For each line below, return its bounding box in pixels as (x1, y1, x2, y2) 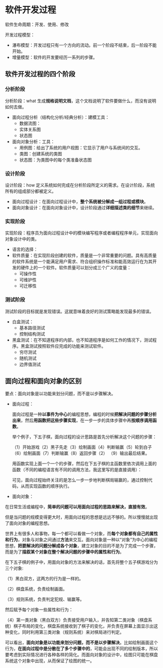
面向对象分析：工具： (12, 138, 55, 144)
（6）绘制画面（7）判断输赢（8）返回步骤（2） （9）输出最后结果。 (12, 450, 150, 456)
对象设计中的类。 (5, 236, 39, 242)
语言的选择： (12, 246, 38, 252)
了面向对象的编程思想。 (5, 520, 52, 526)
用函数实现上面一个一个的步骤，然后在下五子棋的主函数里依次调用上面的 (12, 461, 157, 466)
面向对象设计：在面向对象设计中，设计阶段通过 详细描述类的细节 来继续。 (12, 204, 157, 210)
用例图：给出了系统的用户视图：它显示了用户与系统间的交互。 (19, 145, 143, 150)
